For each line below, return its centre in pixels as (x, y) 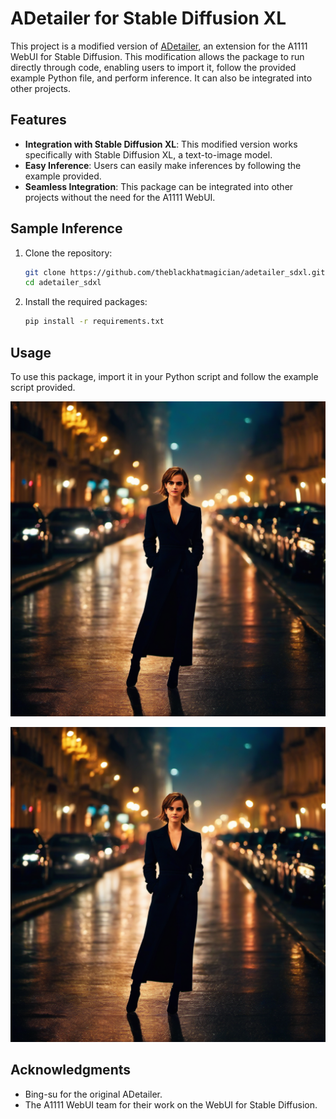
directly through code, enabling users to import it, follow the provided (153, 67)
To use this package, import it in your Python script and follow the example (164, 376)
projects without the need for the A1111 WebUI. (120, 197)
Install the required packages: (86, 302)
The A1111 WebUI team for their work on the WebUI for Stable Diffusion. (171, 1104)
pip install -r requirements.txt (94, 322)
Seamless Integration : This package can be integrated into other (159, 186)
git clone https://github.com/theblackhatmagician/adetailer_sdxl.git (175, 272)
